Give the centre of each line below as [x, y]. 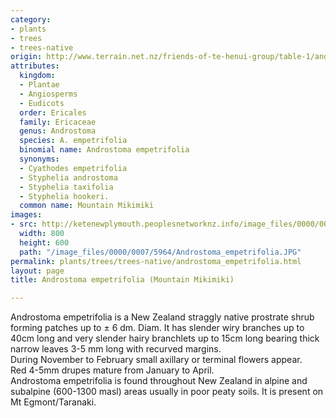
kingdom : [37, 76]
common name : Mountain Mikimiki [87, 206]
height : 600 [44, 242]
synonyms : [39, 159]
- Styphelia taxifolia [66, 187]
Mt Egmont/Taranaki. [53, 402]
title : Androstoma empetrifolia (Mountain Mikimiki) [122, 280]
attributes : [35, 66]
